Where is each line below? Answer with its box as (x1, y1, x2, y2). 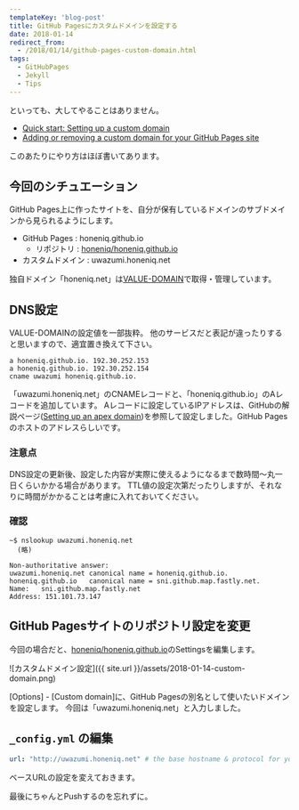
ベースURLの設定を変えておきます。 (9, 772, 141, 783)
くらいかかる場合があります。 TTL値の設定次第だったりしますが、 (16, 480, 260, 490)
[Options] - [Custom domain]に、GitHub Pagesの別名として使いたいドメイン (9, 691, 290, 701)
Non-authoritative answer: (9, 561, 109, 570)
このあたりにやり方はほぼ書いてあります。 (9, 150, 165, 161)
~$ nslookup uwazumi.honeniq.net (9, 536, 133, 545)
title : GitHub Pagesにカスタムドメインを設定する (9, 21, 178, 30)
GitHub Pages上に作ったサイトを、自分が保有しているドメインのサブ (9, 204, 263, 215)
